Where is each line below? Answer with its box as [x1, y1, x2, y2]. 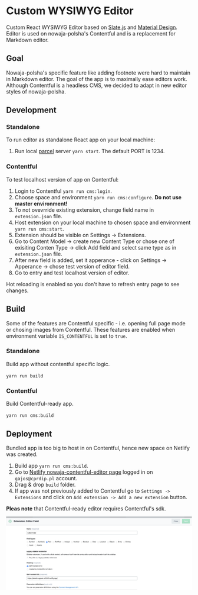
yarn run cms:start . [14, 225, 64, 232]
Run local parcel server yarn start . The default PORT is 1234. [14, 148, 165, 155]
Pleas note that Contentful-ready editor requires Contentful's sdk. [6, 505, 166, 512]
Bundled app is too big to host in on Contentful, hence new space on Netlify [6, 444, 190, 451]
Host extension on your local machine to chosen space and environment [14, 219, 191, 226]
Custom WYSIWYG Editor [6, 4, 134, 18]
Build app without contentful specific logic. [6, 360, 110, 367]
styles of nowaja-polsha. [6, 88, 66, 95]
